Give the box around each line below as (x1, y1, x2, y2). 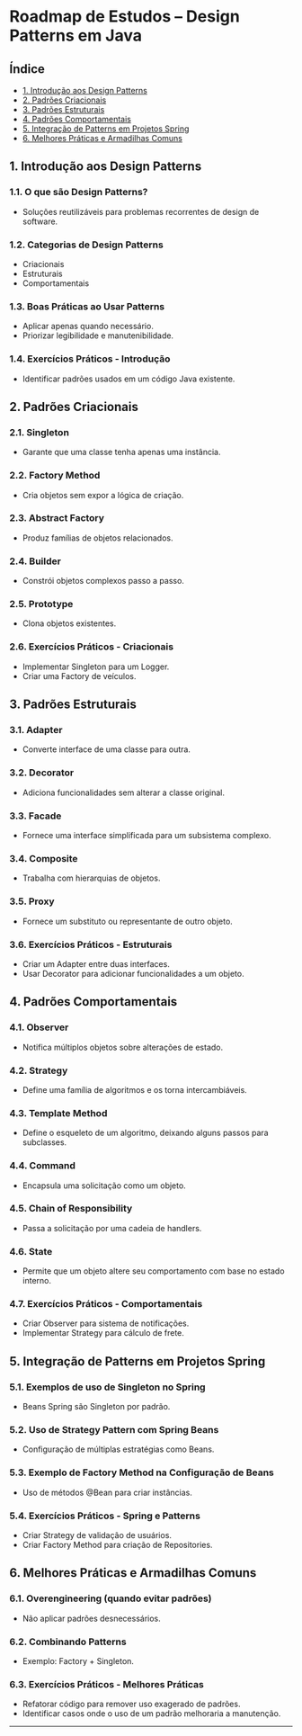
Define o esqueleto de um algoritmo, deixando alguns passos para (22, 1127, 269, 1139)
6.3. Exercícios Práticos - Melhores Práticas (9, 1678, 204, 1690)
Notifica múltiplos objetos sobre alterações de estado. (22, 1042, 223, 1052)
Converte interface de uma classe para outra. (22, 744, 191, 755)
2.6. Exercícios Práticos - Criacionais (9, 640, 173, 653)
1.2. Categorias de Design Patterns (9, 238, 164, 251)
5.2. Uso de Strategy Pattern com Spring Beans (9, 1424, 219, 1436)
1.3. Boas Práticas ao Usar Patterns (9, 300, 165, 312)
